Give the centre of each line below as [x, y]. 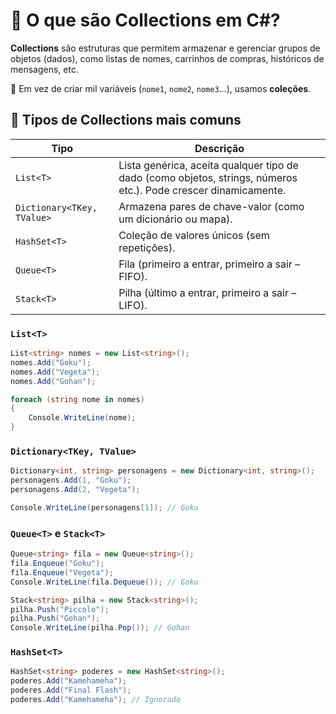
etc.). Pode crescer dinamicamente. [202, 190]
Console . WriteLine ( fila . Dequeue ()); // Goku [104, 582]
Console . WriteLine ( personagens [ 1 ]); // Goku [104, 507]
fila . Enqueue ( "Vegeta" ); [62, 572]
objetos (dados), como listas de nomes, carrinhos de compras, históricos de [167, 58]
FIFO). [133, 276]
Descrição [219, 148]
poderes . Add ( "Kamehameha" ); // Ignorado [96, 700]
